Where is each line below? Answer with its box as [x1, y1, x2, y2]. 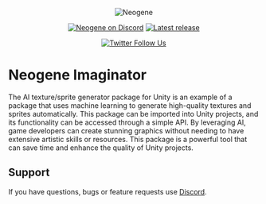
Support [8, 166, 50, 179]
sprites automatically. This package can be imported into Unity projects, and [8, 109, 259, 118]
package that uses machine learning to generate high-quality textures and [8, 100, 252, 110]
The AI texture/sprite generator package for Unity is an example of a [8, 92, 233, 102]
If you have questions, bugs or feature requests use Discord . [8, 187, 207, 196]
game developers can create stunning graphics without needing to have [8, 125, 244, 135]
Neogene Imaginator [8, 66, 147, 84]
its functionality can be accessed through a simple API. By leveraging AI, [8, 117, 247, 127]
